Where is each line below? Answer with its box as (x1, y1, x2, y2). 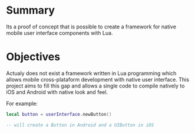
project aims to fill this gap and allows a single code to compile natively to (6, 82, 185, 89)
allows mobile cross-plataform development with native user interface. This (6, 76, 190, 83)
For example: (6, 100, 38, 107)
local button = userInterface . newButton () (6, 111, 112, 117)
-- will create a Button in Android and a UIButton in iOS (6, 122, 154, 128)
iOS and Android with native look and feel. (6, 88, 108, 95)
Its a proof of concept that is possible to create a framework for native (6, 23, 177, 30)
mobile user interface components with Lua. (6, 29, 113, 36)
